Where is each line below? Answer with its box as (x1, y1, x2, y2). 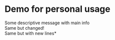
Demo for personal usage (4, 3, 111, 15)
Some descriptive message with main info (4, 20, 90, 26)
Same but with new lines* (4, 30, 57, 36)
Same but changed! (4, 25, 45, 31)
